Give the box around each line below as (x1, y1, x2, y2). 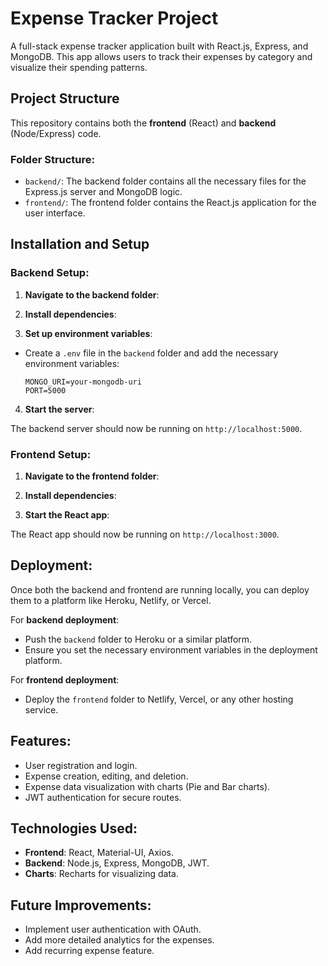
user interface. (24, 207, 86, 219)
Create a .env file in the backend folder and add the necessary (24, 347, 279, 359)
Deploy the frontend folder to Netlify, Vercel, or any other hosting (24, 693, 294, 705)
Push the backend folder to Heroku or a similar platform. (24, 633, 253, 645)
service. (24, 703, 59, 716)
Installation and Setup (10, 236, 150, 253)
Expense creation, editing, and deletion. (24, 770, 189, 782)
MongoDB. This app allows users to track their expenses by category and (10, 50, 313, 62)
